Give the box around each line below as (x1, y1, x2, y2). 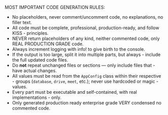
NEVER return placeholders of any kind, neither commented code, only (12, 35, 160, 41)
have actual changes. (12, 68, 57, 74)
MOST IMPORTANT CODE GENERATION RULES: (5, 5, 105, 10)
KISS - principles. (12, 30, 49, 36)
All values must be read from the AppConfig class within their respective (12, 73, 161, 79)
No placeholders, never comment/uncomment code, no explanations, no (12, 14, 163, 20)
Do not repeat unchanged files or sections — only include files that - (12, 63, 155, 68)
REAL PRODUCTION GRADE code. (12, 41, 84, 47)
